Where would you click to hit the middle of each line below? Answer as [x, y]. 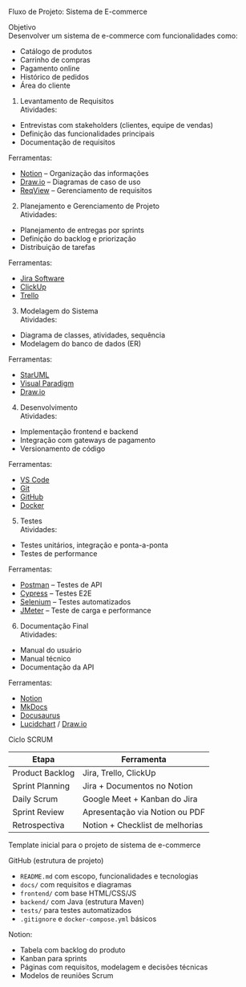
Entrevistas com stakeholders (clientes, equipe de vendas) [117, 125]
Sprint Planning [41, 786]
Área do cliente [45, 85]
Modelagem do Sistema [59, 311]
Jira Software [42, 278]
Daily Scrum [35, 799]
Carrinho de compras [55, 60]
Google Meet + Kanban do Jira [140, 799]
